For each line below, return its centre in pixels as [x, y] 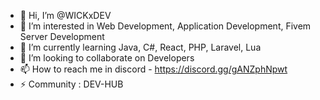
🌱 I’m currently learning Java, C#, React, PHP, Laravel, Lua [140, 47]
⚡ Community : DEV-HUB [71, 84]
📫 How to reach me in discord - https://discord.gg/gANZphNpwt [153, 69]
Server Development [62, 36]
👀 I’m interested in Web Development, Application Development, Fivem [165, 26]
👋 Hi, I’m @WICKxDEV [65, 15]
